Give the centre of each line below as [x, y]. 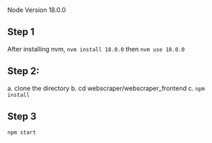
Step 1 [21, 32]
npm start [22, 132]
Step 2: [24, 71]
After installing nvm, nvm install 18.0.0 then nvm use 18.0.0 [96, 49]
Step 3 [22, 116]
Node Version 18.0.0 [37, 10]
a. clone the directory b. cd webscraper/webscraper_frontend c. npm [106, 88]
